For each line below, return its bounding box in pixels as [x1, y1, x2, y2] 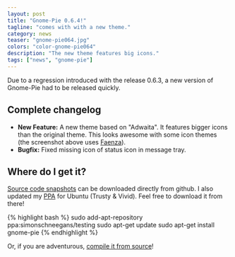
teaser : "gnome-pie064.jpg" [7, 37, 90, 44]
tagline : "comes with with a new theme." [7, 23, 131, 30]
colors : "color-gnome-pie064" [7, 43, 97, 50]
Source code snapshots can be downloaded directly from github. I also [7, 185, 214, 193]
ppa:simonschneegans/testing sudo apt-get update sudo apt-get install [7, 221, 215, 229]
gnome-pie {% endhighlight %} [7, 228, 99, 237]
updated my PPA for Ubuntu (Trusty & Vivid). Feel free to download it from [7, 192, 223, 200]
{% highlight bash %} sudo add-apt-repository [7, 213, 143, 222]
